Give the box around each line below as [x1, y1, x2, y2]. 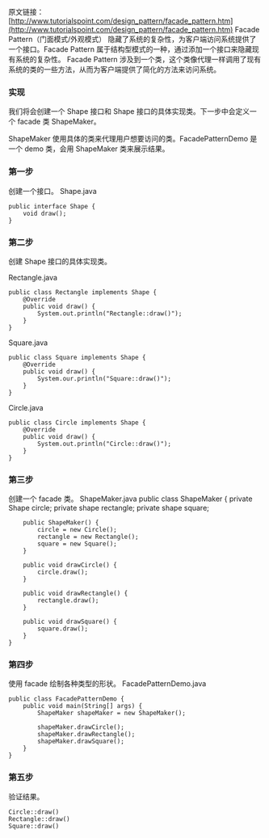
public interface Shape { [8, 202, 95, 210]
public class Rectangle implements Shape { [8, 288, 158, 297]
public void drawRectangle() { [23, 589, 128, 598]
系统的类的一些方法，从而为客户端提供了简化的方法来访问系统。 [8, 65, 221, 74]
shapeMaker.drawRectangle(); [37, 731, 136, 739]
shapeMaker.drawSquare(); [37, 738, 125, 746]
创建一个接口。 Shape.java [8, 186, 97, 196]
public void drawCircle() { [23, 561, 117, 570]
